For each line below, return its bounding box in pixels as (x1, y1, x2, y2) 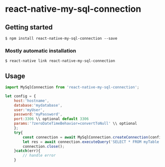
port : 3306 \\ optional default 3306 (14, 116, 89, 121)
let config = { (5, 93, 36, 99)
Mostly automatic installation (5, 47, 77, 54)
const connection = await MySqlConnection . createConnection (23, 135, 148, 139)
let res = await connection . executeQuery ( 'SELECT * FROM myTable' (23, 139, 162, 144)
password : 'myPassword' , (14, 112, 63, 117)
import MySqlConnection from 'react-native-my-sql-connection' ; (5, 85, 139, 90)
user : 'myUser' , (14, 107, 45, 112)
